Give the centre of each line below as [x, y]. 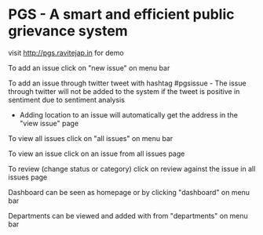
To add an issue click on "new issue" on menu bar [89, 67]
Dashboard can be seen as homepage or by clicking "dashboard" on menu [129, 192]
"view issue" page [49, 123]
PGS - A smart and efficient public [121, 14]
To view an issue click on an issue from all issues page [97, 154]
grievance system [68, 31]
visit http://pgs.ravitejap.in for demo [66, 52]
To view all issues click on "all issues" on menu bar [91, 138]
